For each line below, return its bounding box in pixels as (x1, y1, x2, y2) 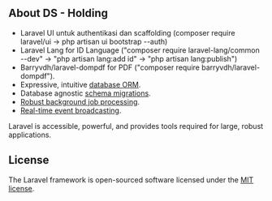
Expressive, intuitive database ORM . (19, 79, 141, 89)
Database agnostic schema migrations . (19, 88, 152, 98)
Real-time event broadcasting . (19, 105, 122, 115)
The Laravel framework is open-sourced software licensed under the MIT (8, 174, 254, 185)
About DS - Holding (8, 6, 108, 20)
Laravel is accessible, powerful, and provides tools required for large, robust (8, 121, 264, 130)
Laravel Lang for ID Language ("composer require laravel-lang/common (19, 45, 260, 55)
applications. (8, 130, 51, 139)
